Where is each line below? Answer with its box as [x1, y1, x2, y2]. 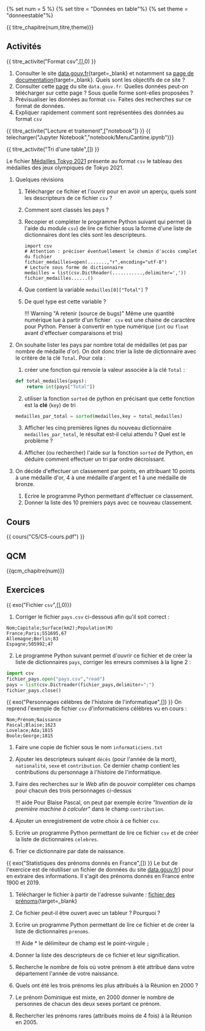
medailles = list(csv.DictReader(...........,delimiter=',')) [24, 269, 187, 276]
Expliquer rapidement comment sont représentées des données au [15, 109, 184, 116]
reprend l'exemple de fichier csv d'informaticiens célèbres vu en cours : [6, 705, 187, 712]
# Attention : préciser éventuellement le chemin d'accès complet [24, 248, 198, 254]
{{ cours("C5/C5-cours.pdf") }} [6, 533, 85, 541]
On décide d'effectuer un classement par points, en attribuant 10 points [15, 468, 195, 475]
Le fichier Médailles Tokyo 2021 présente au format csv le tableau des [6, 157, 182, 164]
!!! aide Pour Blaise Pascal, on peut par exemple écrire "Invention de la [15, 799, 193, 806]
